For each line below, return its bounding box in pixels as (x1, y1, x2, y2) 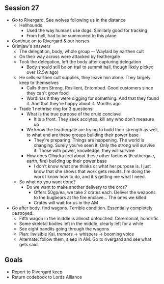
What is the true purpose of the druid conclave (26, 111, 121, 117)
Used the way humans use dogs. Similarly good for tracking (26, 27, 148, 33)
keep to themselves (19, 80, 59, 85)
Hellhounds (19, 22, 43, 28)
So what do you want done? (19, 179, 76, 185)
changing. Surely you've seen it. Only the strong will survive (33, 142, 155, 148)
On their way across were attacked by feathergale (19, 54, 120, 59)
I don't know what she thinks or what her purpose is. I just (33, 163, 151, 169)
